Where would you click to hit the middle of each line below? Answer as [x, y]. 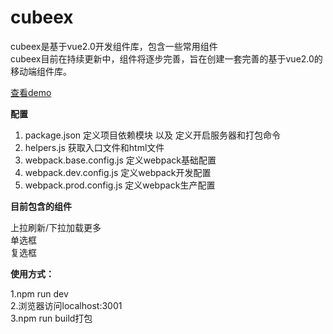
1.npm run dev [39, 293]
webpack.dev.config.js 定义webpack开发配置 [118, 172]
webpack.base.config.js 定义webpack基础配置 [120, 160]
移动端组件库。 [41, 71]
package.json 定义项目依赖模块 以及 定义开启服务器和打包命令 [152, 135]
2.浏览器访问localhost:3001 [66, 305]
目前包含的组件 [41, 206]
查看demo [31, 92]
